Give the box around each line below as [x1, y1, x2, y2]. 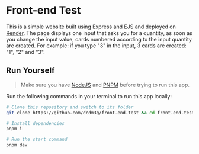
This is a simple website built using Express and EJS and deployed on [6, 23, 176, 30]
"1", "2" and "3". [6, 48, 46, 55]
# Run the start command [6, 137, 68, 143]
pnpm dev [6, 142, 28, 148]
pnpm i [6, 126, 23, 132]
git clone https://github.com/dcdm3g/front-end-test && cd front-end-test [6, 110, 195, 115]
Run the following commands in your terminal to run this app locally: [6, 92, 172, 100]
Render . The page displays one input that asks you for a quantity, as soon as [6, 29, 192, 36]
